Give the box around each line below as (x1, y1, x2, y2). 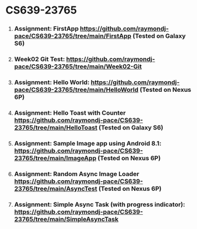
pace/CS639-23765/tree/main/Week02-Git (14, 62, 142, 71)
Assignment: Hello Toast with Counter (14, 108, 126, 117)
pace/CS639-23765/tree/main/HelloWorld (14, 85, 139, 94)
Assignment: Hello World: (14, 78, 90, 86)
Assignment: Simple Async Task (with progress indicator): (14, 200, 185, 208)
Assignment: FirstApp (14, 25, 79, 33)
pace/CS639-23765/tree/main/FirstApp (14, 32, 132, 40)
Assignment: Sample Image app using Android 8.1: (14, 139, 162, 147)
